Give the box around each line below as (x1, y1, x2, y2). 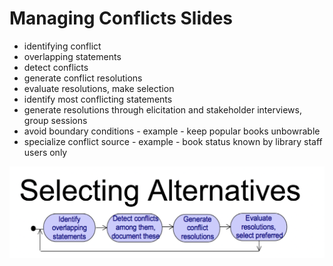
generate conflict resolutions (23, 72, 143, 84)
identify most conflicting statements (23, 93, 173, 105)
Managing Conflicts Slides (9, 7, 234, 30)
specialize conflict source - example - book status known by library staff (23, 135, 323, 147)
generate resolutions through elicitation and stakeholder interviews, (23, 103, 302, 116)
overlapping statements (23, 50, 122, 62)
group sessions (23, 114, 88, 126)
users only (23, 146, 68, 158)
